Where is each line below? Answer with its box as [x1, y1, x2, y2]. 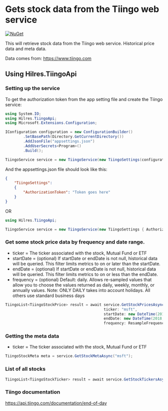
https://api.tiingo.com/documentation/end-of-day [5, 400, 107, 406]
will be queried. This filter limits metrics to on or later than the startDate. [12, 260, 161, 266]
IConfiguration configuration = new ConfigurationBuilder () [5, 129, 133, 134]
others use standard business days [12, 292, 85, 298]
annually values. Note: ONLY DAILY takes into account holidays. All [12, 287, 150, 293]
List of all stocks [5, 365, 46, 372]
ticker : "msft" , [103, 306, 137, 312]
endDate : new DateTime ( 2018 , [103, 316, 164, 321]
